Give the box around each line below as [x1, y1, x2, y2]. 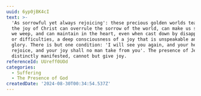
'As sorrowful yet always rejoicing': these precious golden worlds [11, 20, 186, 26]
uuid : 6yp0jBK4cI [6, 8, 50, 15]
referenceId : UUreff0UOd [6, 58, 68, 64]
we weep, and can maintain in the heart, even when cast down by [11, 31, 178, 37]
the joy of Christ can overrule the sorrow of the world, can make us [11, 25, 191, 32]
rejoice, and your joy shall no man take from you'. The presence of [11, 48, 188, 54]
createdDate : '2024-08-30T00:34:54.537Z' [6, 81, 111, 87]
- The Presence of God [11, 75, 68, 81]
